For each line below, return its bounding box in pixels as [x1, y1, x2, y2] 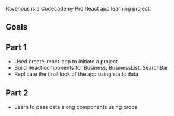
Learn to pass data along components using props [14, 104, 138, 111]
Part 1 [5, 42, 27, 52]
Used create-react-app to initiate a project [14, 58, 118, 65]
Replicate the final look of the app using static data [14, 70, 139, 78]
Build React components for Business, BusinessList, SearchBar [14, 65, 169, 72]
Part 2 [5, 88, 29, 98]
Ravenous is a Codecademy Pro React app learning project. [5, 5, 151, 12]
